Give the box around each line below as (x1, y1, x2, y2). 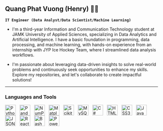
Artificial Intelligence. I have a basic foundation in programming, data (12, 36, 150, 42)
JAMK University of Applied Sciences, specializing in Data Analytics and (12, 31, 157, 37)
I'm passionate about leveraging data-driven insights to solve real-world (12, 61, 156, 67)
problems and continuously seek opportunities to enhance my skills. (12, 66, 148, 72)
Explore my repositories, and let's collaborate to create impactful (12, 71, 142, 78)
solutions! (12, 77, 32, 82)
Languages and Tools (5, 93, 57, 100)
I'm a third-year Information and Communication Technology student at (12, 26, 155, 32)
